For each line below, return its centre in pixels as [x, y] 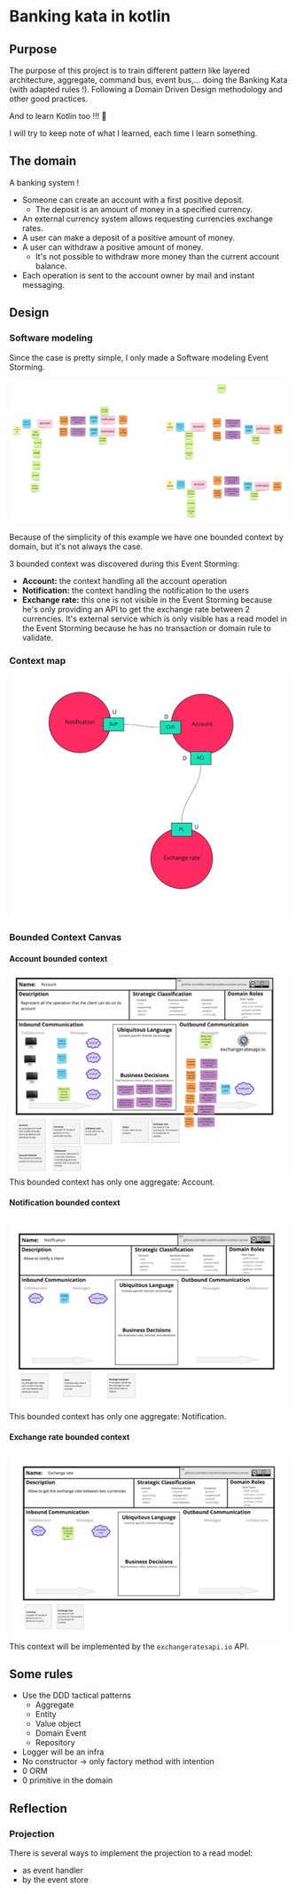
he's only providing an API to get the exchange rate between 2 [136, 610]
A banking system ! [44, 182]
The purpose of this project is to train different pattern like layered [129, 70]
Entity [46, 1714]
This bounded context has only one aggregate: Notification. [118, 1417]
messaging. [43, 284]
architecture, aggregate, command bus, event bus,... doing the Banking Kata [148, 80]
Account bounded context [58, 958]
